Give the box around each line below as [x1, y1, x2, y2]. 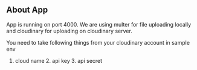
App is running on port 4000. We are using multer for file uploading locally [6, 21, 192, 28]
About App [6, 5, 48, 15]
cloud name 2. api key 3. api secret [15, 57, 103, 64]
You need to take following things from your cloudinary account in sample [6, 39, 190, 46]
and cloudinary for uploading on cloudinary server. [6, 27, 133, 34]
